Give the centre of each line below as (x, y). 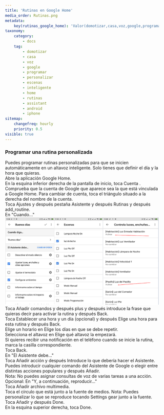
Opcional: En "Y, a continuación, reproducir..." (51, 381)
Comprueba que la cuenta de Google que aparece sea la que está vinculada (82, 188)
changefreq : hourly (34, 124)
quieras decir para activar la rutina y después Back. (57, 314)
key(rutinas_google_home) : (41, 26)
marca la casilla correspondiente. (39, 345)
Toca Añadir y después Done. (35, 402)
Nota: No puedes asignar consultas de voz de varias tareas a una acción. (79, 376)
